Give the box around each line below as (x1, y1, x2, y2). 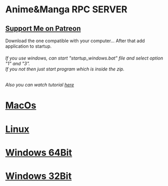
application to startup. (5, 43, 52, 49)
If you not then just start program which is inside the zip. (5, 66, 124, 72)
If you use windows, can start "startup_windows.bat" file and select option (5, 55, 163, 61)
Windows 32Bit (5, 170, 72, 182)
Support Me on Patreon (5, 24, 81, 33)
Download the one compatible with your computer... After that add (5, 38, 145, 44)
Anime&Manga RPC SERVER (5, 4, 128, 15)
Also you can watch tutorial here (5, 82, 74, 88)
